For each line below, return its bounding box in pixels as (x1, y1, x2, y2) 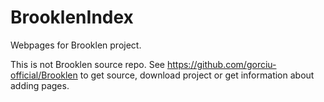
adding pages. (10, 79, 70, 91)
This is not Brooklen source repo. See (10, 58, 166, 70)
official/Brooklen (10, 69, 78, 81)
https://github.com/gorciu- (166, 58, 277, 70)
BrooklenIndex (10, 6, 134, 29)
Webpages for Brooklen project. (10, 39, 142, 51)
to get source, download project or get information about (79, 69, 315, 81)
